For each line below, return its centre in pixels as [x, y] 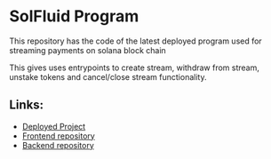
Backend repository [58, 145]
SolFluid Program [74, 16]
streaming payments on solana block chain [88, 50]
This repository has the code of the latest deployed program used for [135, 41]
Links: [27, 105]
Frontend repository [58, 136]
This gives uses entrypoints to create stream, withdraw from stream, [135, 68]
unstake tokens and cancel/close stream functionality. [108, 76]
